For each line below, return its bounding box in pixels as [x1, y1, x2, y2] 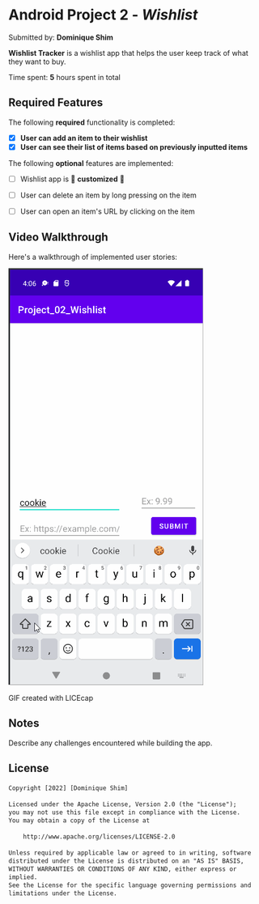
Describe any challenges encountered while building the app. [8, 738, 213, 748]
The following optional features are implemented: [8, 158, 174, 168]
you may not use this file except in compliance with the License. [8, 808, 241, 817]
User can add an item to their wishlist [19, 133, 148, 142]
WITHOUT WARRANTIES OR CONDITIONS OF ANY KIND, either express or [8, 864, 237, 873]
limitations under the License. [8, 889, 117, 898]
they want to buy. [8, 57, 66, 66]
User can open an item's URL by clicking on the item [19, 206, 196, 216]
